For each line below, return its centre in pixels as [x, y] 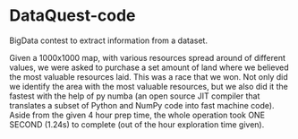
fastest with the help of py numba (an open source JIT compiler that [135, 96]
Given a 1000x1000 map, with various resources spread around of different [148, 57]
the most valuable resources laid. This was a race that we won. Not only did [149, 76]
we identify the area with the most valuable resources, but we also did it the [149, 86]
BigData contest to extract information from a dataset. [109, 40]
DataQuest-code [72, 16]
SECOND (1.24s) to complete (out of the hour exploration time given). [137, 124]
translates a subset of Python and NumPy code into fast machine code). [142, 105]
